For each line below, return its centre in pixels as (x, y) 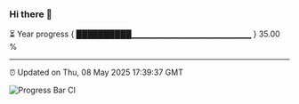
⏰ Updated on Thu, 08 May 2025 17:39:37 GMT (97, 72)
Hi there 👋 (31, 14)
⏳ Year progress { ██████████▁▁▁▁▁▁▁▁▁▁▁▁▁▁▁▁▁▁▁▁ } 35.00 (145, 34)
